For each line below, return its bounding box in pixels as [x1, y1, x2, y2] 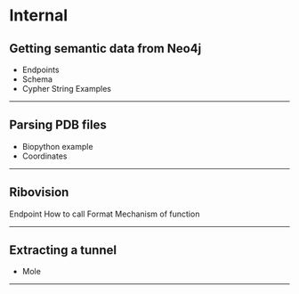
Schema [21, 74, 53, 85]
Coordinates [21, 151, 68, 161]
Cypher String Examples [21, 84, 111, 94]
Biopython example [21, 141, 93, 151]
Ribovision [9, 184, 69, 200]
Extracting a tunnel [9, 242, 117, 258]
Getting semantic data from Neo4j [9, 41, 202, 56]
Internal [9, 5, 69, 26]
